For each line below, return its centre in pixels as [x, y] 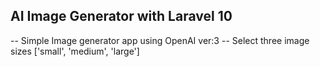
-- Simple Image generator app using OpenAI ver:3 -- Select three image [160, 40]
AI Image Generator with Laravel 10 [121, 16]
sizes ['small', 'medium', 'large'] [75, 51]
